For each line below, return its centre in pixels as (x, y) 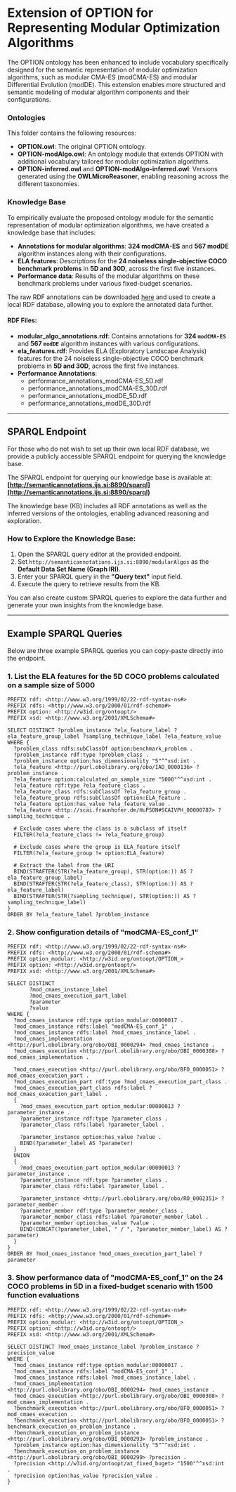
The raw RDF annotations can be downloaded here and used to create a (111, 297)
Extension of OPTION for (80, 13)
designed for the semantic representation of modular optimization (103, 70)
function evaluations (43, 1295)
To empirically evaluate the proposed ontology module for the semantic (111, 217)
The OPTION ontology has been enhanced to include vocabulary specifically (118, 62)
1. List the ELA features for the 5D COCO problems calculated (113, 676)
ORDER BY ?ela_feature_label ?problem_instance (78, 914)
